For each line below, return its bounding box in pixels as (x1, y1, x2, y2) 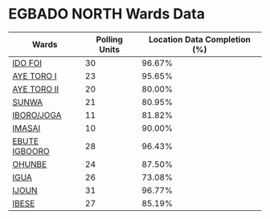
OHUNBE (12, 158, 47, 169)
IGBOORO (12, 145, 50, 156)
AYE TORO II (12, 83, 59, 95)
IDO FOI (12, 57, 43, 68)
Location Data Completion (148, 34, 251, 45)
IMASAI (12, 122, 41, 133)
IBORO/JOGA (12, 109, 62, 120)
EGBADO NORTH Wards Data (8, 5, 205, 23)
